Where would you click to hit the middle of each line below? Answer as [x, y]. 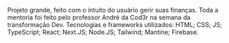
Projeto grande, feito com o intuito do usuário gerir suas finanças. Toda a [113, 10]
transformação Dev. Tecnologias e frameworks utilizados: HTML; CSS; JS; [115, 25]
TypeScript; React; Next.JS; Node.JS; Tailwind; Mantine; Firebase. [103, 32]
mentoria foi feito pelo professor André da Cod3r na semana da [99, 17]
